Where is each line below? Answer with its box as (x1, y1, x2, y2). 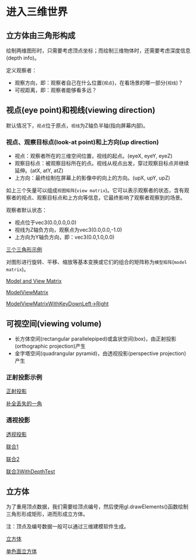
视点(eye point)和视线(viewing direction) (6, 105, 156, 115)
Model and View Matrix (6, 277, 62, 284)
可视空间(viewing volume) (6, 318, 102, 328)
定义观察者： (6, 67, 37, 74)
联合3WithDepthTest (6, 468, 56, 475)
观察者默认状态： (6, 207, 47, 214)
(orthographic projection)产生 (14, 342, 86, 349)
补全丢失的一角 (6, 400, 42, 407)
